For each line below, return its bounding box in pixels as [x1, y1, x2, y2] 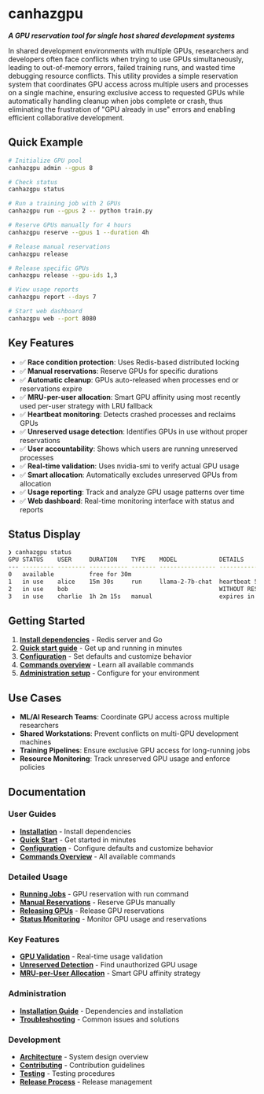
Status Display [8, 527, 81, 541]
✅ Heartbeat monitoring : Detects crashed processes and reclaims [19, 409, 236, 419]
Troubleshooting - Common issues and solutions [19, 1015, 180, 1024]
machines [19, 737, 52, 747]
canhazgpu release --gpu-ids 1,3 [8, 272, 118, 279]
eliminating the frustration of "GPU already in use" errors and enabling [8, 104, 236, 114]
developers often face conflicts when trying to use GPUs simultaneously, [8, 54, 244, 64]
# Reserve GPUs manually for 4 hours [8, 221, 132, 229]
